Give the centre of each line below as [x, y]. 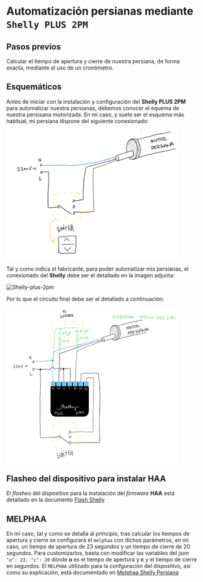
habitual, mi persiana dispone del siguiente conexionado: [77, 121]
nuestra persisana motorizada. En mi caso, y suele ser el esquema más [95, 115]
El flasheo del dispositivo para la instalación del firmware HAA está [91, 493]
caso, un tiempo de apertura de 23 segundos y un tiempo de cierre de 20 [98, 547]
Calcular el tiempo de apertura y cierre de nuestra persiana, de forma [93, 61]
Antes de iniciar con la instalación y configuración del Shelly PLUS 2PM [96, 101]
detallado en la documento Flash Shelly [56, 500]
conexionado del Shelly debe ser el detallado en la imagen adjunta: [91, 275]
